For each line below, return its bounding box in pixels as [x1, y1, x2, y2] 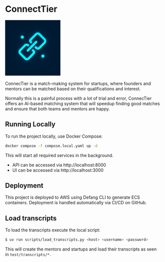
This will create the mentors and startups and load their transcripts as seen [5, 246, 157, 252]
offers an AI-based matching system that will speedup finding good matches [5, 100, 160, 107]
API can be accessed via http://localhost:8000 [12, 162, 107, 168]
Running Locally [5, 120, 55, 129]
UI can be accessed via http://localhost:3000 [12, 167, 104, 173]
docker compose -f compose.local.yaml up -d [5, 143, 98, 149]
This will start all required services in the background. [5, 152, 114, 158]
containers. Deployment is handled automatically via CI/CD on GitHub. [5, 200, 147, 206]
